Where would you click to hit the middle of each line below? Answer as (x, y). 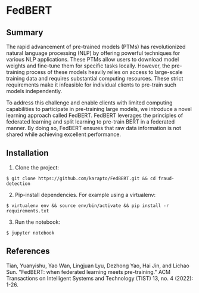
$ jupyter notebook (30, 233)
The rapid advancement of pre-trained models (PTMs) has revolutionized (96, 47)
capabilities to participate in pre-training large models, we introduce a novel (99, 109)
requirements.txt (28, 211)
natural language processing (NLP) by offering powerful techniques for (93, 53)
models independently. (34, 91)
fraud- (166, 178)
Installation (27, 153)
